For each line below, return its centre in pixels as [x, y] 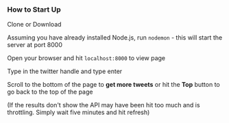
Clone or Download [34, 25]
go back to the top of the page [50, 92]
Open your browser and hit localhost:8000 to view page [86, 58]
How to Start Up [34, 10]
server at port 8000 [35, 45]
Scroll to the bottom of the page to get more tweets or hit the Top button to [114, 85]
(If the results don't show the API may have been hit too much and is [104, 105]
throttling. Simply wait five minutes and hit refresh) [79, 112]
